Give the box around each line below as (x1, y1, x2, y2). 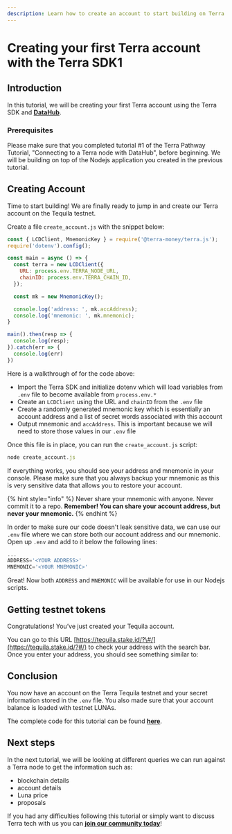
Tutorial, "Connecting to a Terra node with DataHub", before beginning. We (7, 148, 221, 157)
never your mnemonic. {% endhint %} (7, 509, 118, 517)
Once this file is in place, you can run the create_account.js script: (7, 440, 198, 449)
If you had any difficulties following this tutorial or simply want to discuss (7, 812, 215, 820)
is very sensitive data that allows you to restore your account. (7, 481, 183, 489)
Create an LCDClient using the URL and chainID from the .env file (17, 397, 203, 406)
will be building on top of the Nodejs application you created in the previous (7, 155, 223, 164)
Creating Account (7, 183, 85, 195)
